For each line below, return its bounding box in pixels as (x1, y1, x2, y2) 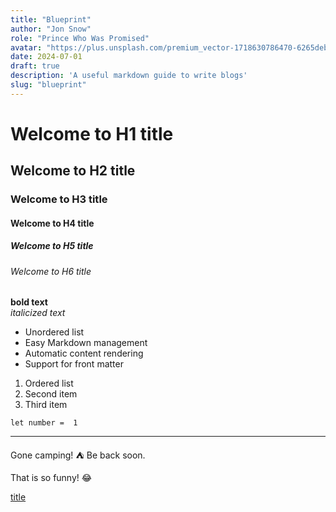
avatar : (10, 42, 43, 53)
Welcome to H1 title (10, 122, 174, 145)
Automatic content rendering (24, 347, 144, 360)
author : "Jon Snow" (10, 24, 92, 34)
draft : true (10, 61, 60, 71)
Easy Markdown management (24, 337, 148, 349)
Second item (24, 388, 78, 400)
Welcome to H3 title (10, 192, 108, 206)
